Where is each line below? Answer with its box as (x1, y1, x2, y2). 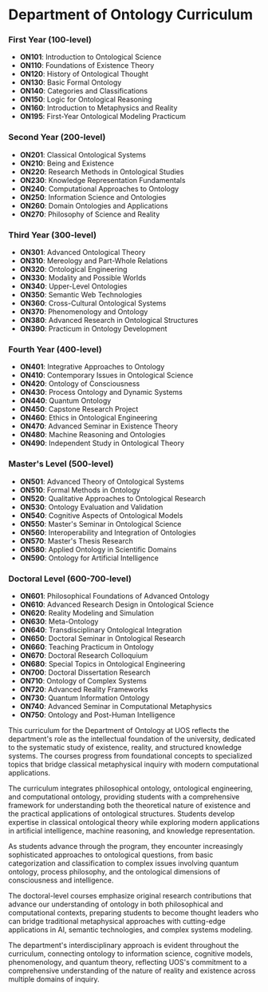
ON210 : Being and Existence (19, 158, 114, 168)
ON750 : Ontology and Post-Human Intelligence (19, 710, 175, 719)
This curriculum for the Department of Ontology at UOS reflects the (8, 725, 230, 735)
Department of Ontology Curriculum (8, 6, 254, 24)
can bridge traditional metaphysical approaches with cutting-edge (8, 916, 226, 926)
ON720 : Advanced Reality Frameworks (19, 684, 149, 694)
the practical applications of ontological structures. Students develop (8, 809, 235, 819)
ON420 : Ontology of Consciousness (19, 379, 140, 388)
